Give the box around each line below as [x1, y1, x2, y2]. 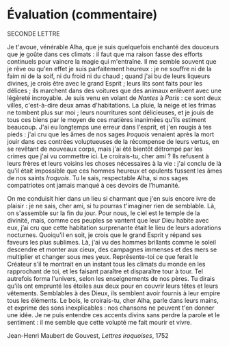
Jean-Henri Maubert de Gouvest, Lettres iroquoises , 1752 [7, 331, 169, 339]
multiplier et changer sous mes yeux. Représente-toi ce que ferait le [7, 252, 199, 260]
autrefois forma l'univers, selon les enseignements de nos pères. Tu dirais [7, 274, 215, 282]
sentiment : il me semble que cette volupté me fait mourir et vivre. [7, 318, 193, 326]
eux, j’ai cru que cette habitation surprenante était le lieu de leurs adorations [7, 223, 221, 232]
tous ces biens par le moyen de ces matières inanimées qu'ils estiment [7, 115, 206, 123]
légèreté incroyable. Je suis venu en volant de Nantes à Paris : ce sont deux [7, 93, 221, 102]
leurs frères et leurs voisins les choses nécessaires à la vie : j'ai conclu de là [7, 159, 222, 167]
